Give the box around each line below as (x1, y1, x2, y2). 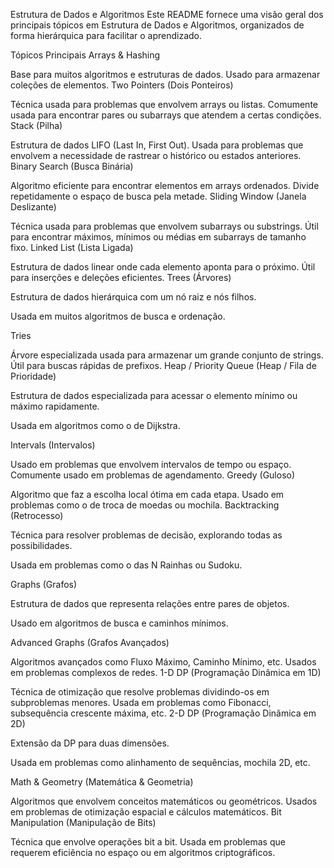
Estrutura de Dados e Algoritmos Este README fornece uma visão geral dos (10, 9, 324, 20)
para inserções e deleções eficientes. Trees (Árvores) (10, 272, 232, 283)
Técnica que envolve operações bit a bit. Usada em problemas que (10, 836, 286, 848)
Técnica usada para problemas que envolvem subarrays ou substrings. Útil (10, 220, 319, 232)
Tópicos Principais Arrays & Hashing (10, 49, 161, 61)
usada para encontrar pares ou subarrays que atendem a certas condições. (10, 109, 322, 121)
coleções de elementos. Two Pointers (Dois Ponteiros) (10, 79, 234, 91)
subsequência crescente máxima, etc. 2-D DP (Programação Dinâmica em (10, 707, 317, 719)
